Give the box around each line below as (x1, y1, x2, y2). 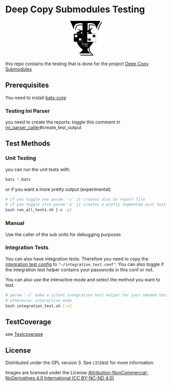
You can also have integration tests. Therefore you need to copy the (5, 255, 148, 262)
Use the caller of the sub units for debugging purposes (5, 231, 121, 237)
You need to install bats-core (5, 94, 67, 100)
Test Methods (5, 139, 51, 148)
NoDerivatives (5, 375, 35, 381)
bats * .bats (5, 177, 31, 182)
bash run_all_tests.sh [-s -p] (5, 208, 72, 213)
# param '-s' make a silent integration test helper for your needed (5, 292, 157, 298)
